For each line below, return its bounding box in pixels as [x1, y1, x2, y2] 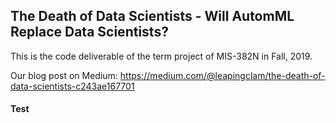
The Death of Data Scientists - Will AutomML [10, 8, 295, 25]
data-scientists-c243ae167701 [10, 80, 135, 92]
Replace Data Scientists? [10, 24, 169, 41]
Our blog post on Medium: [10, 69, 118, 81]
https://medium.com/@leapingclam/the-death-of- [119, 69, 326, 81]
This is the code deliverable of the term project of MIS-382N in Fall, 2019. [10, 50, 313, 62]
